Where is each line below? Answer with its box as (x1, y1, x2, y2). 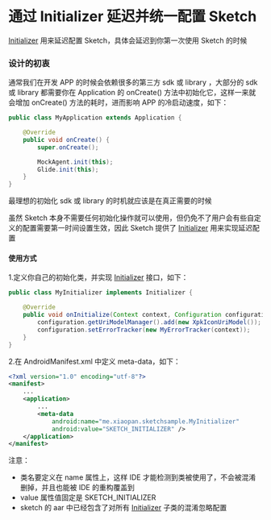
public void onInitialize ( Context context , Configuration (23, 311, 222, 319)
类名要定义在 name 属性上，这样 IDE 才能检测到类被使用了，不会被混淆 (19, 472, 256, 482)
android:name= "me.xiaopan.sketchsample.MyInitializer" (51, 417, 240, 426)
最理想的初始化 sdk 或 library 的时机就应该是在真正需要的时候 (8, 196, 212, 206)
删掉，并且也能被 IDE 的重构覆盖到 (19, 483, 135, 493)
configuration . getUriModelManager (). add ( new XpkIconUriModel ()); (37, 318, 262, 327)
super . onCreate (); (37, 143, 99, 152)
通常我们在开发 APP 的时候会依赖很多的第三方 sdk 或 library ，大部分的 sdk (8, 77, 258, 87)
